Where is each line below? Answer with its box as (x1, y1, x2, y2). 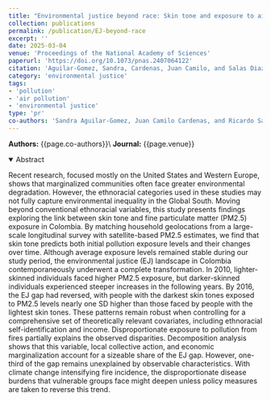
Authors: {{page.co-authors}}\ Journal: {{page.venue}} (8, 139, 195, 148)
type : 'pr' (8, 110, 45, 118)
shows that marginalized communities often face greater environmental (8, 178, 245, 188)
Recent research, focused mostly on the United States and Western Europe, (8, 170, 261, 180)
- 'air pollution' (8, 94, 70, 102)
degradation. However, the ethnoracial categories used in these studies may (8, 187, 262, 197)
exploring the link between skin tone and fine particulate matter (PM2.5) (8, 213, 248, 223)
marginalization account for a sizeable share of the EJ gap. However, (8, 350, 237, 360)
